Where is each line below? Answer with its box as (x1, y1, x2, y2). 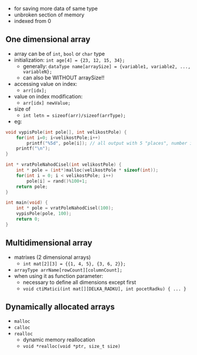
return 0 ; (16, 216, 41, 223)
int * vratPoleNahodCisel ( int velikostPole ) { (5, 162, 122, 168)
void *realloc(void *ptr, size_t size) (22, 344, 121, 350)
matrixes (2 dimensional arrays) (14, 253, 91, 261)
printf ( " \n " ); (16, 145, 51, 152)
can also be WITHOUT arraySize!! (22, 74, 105, 81)
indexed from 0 (14, 18, 51, 24)
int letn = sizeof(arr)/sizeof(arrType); (22, 112, 126, 118)
